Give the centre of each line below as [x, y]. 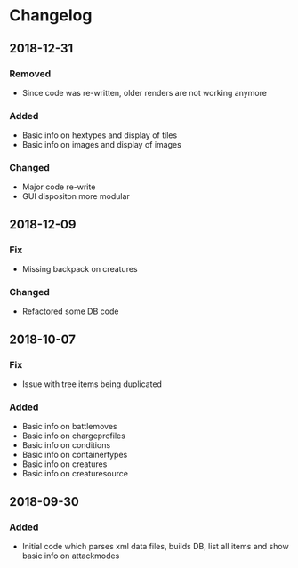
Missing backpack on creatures [80, 269]
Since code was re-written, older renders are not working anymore [144, 92]
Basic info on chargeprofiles [74, 436]
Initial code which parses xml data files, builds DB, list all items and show [155, 547]
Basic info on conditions [66, 445]
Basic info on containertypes [75, 455]
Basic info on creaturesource [75, 474]
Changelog [51, 16]
